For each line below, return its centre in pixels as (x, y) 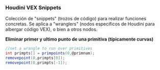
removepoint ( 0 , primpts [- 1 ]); (36, 62)
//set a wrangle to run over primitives (49, 49)
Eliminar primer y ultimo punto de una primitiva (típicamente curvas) (79, 39)
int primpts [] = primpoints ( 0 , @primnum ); (50, 53)
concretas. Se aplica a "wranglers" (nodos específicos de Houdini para (80, 24)
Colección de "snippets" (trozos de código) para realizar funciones (76, 19)
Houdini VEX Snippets (33, 8)
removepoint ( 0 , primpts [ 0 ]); (35, 58)
